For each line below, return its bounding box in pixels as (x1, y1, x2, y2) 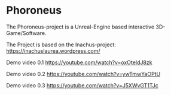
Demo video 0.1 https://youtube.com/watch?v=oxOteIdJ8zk (6, 59, 152, 66)
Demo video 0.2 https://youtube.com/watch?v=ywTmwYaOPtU (6, 70, 161, 77)
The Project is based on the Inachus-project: (6, 41, 117, 48)
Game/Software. (6, 29, 47, 36)
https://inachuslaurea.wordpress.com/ (6, 47, 100, 54)
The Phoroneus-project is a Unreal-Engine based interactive (6, 23, 155, 30)
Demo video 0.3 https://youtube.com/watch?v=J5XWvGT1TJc (6, 81, 158, 89)
